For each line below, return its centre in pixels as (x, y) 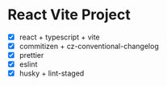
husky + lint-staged (52, 73)
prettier (31, 55)
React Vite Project (69, 15)
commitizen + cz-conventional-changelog (89, 46)
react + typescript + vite (59, 37)
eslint (28, 64)
